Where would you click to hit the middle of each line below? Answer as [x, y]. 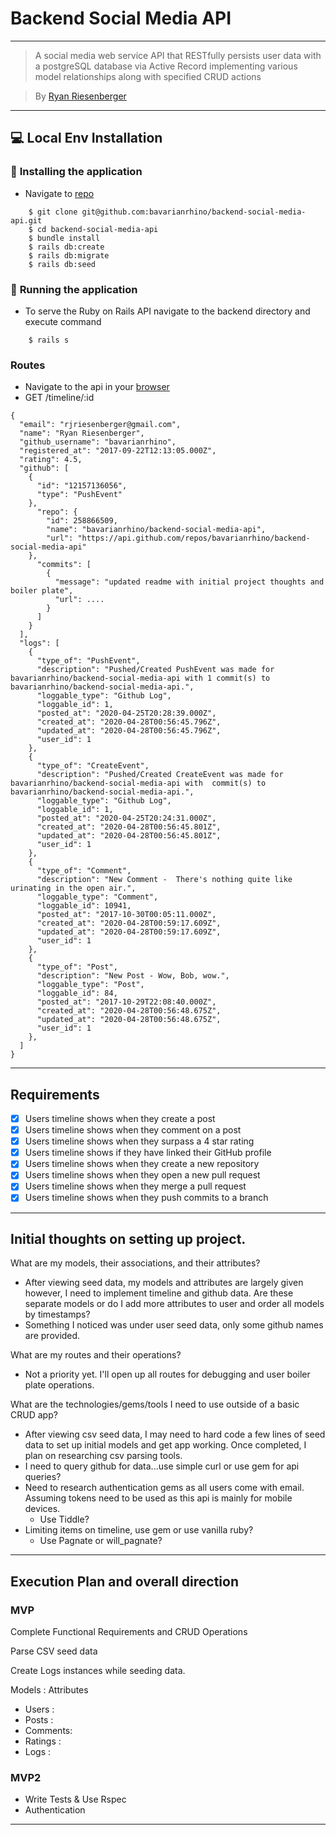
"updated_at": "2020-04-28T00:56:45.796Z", [129, 731]
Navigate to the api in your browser [97, 387]
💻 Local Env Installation [86, 138]
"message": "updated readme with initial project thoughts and [189, 582]
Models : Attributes [49, 1690]
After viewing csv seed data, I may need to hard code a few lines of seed [175, 1434]
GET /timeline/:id [59, 398]
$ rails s [49, 340]
